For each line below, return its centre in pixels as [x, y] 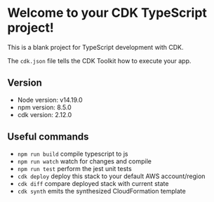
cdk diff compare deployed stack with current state [93, 183]
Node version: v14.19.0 [50, 100]
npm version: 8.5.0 [44, 107]
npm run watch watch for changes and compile [85, 161]
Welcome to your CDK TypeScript [107, 13]
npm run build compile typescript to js [73, 154]
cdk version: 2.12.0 [45, 114]
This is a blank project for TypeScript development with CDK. [95, 47]
